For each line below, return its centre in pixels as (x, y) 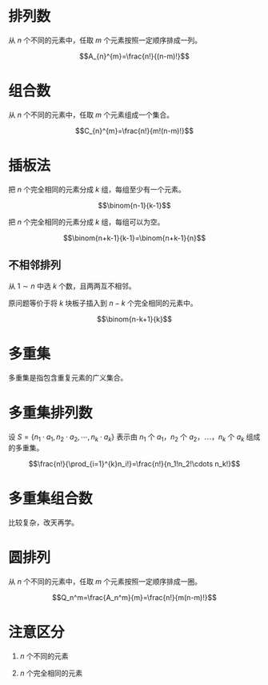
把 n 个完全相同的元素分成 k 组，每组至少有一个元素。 (97, 189)
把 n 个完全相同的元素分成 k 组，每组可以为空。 (86, 222)
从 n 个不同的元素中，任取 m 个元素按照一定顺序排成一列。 (105, 40)
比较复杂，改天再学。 (43, 522)
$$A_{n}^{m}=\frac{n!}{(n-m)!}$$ (134, 56)
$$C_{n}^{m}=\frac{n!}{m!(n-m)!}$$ (134, 131)
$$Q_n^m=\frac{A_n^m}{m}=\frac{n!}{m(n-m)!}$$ (134, 598)
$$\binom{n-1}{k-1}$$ (134, 205)
